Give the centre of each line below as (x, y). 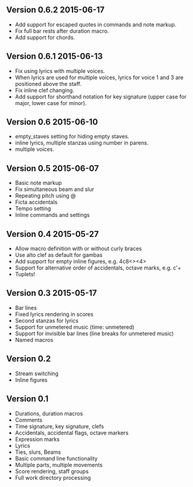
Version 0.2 (29, 359)
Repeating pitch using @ (46, 196)
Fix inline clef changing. (44, 90)
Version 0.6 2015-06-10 (52, 122)
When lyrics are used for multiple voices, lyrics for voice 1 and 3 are (99, 77)
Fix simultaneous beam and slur (55, 189)
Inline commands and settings (52, 215)
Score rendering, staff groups (52, 471)
